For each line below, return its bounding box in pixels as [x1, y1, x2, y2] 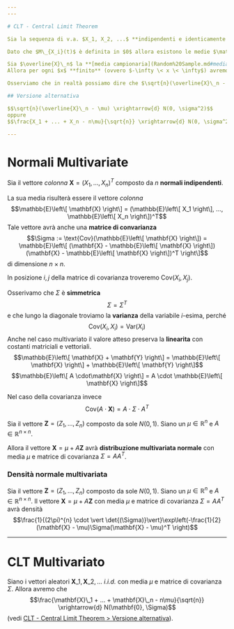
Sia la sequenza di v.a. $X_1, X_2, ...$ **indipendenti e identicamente [7, 36, 226, 43]
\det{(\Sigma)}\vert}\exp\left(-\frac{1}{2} [105, 515, 221, 524]
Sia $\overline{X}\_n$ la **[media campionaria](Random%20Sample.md [7, 61, 210, 68]
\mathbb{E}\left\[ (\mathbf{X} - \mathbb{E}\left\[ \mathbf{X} [18, 241, 192, 250]
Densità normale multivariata [7, 470, 108, 479]
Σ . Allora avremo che [7, 584, 68, 593]
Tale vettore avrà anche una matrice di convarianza [7, 223, 157, 231]
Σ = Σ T [107, 299, 127, 309]
